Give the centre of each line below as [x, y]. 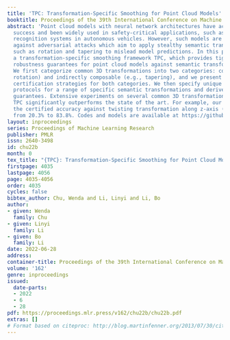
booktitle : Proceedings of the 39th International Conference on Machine [115, 20]
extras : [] [23, 319]
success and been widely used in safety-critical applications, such [114, 33]
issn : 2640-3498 [30, 141]
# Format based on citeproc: [49, 326]
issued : [18, 281]
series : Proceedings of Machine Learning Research [81, 128]
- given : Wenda [29, 211]
